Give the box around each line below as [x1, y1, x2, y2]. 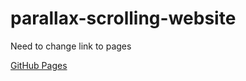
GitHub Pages [10, 59, 68, 71]
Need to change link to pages [10, 40, 132, 52]
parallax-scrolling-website [10, 7, 237, 30]
